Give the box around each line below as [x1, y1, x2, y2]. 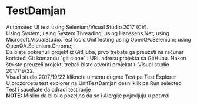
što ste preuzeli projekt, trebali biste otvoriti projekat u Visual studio [6, 60, 169, 68]
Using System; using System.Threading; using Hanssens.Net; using [6, 29, 169, 36]
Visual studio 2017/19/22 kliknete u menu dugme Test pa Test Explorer [6, 73, 176, 80]
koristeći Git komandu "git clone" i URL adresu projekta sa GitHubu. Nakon [6, 55, 186, 62]
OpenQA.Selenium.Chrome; [6, 42, 73, 49]
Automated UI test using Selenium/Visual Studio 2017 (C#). [6, 23, 149, 31]
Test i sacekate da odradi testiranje [6, 86, 91, 93]
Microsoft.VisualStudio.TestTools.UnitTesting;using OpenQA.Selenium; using [6, 36, 191, 43]
